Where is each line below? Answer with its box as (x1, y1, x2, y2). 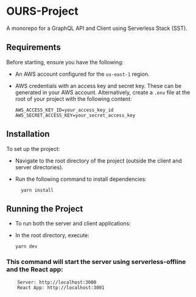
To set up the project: (6, 145, 60, 152)
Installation (6, 129, 50, 139)
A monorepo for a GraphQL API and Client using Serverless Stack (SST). (6, 24, 187, 32)
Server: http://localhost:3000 (17, 279, 97, 285)
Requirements (6, 42, 61, 53)
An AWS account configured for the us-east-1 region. (15, 70, 150, 78)
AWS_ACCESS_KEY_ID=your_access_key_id (15, 107, 114, 113)
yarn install (21, 187, 54, 193)
